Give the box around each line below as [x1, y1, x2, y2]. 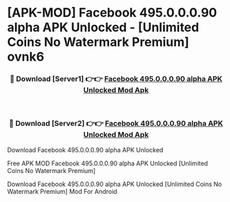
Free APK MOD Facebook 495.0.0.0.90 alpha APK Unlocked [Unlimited [7, 159, 209, 167]
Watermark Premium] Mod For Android [7, 187, 117, 195]
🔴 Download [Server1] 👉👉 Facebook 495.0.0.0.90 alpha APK [9, 74, 223, 84]
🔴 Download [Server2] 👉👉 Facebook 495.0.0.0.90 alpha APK [9, 119, 223, 129]
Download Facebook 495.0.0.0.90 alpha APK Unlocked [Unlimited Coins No [7, 180, 222, 188]
